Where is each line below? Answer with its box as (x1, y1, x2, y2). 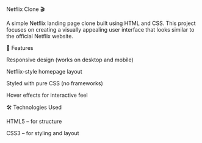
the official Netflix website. (6, 33, 73, 40)
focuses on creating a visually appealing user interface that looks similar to (6, 26, 195, 33)
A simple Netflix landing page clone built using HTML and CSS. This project (6, 19, 197, 27)
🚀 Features (6, 44, 34, 51)
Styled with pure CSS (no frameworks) (6, 80, 104, 87)
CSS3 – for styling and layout (6, 130, 79, 136)
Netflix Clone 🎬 (6, 5, 45, 13)
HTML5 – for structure (6, 118, 62, 125)
